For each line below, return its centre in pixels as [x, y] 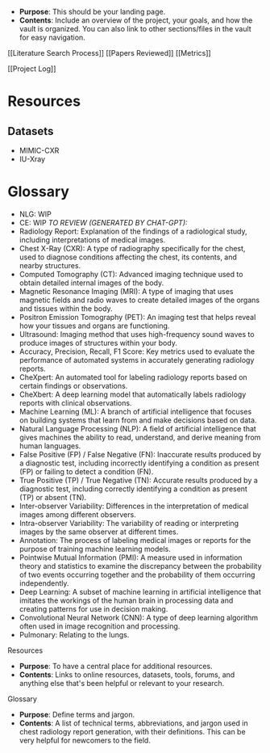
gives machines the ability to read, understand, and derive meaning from [140, 437]
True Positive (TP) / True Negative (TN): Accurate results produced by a [139, 480]
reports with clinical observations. [75, 402]
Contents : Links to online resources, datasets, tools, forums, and [127, 675]
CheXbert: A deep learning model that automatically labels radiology [133, 394]
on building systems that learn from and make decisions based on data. [138, 420]
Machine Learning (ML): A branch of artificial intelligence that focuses [135, 411]
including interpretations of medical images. [92, 240]
